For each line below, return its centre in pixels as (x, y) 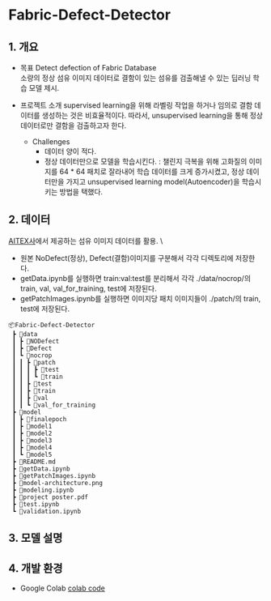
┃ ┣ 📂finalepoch (39, 419)
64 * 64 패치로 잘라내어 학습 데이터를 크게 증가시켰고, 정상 (152, 171)
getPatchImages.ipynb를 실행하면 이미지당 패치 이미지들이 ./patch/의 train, (140, 298)
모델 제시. (44, 88)
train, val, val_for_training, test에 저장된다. (88, 288)
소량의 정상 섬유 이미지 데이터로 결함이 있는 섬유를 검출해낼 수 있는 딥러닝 (135, 78)
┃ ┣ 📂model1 (32, 426)
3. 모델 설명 (36, 538)
